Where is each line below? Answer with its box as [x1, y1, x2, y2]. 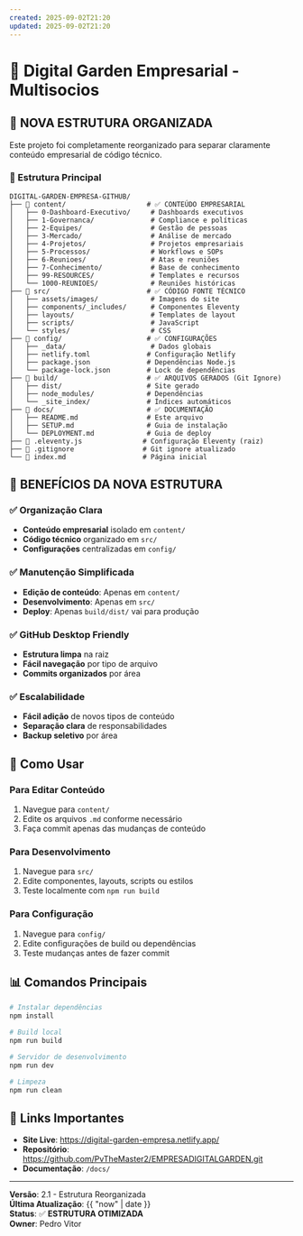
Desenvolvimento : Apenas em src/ [22, 596, 155, 607]
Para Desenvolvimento [9, 845, 111, 858]
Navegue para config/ [22, 928, 106, 939]
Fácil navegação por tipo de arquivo [22, 659, 158, 669]
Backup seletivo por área [22, 730, 118, 741]
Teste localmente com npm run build [22, 885, 160, 896]
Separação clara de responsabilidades [22, 721, 168, 732]
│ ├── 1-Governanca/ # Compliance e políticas [9, 216, 248, 225]
